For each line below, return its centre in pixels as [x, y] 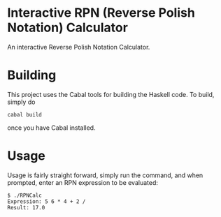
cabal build [24, 114]
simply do [21, 102]
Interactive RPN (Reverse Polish [101, 13]
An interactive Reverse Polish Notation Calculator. [79, 47]
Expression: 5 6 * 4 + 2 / [47, 201]
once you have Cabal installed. [51, 128]
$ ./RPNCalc [24, 195]
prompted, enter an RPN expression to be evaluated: [83, 182]
